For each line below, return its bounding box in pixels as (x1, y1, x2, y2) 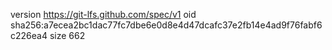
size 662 (49, 30, 86, 41)
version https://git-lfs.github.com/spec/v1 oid (10, 9, 197, 20)
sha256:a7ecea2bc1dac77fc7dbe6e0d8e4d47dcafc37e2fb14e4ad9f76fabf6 (10, 19, 323, 31)
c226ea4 (10, 30, 48, 41)
